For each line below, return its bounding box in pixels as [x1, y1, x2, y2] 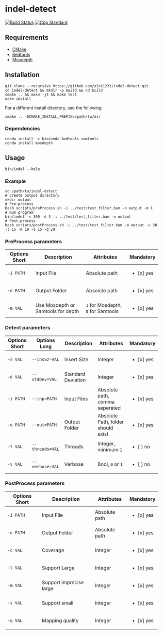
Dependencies [5, 125, 40, 132]
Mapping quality [42, 617, 79, 624]
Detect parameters [5, 324, 50, 331]
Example [5, 178, 26, 185]
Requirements [5, 33, 49, 42]
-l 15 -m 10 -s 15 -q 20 [5, 227, 55, 232]
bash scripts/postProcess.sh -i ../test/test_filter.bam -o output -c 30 [5, 222, 158, 227]
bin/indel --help [5, 166, 40, 172]
